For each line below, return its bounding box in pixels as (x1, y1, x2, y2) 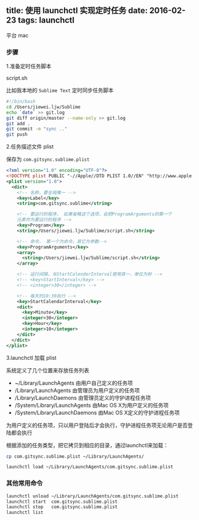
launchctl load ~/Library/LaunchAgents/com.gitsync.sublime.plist (6, 464, 174, 470)
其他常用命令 (6, 479, 43, 487)
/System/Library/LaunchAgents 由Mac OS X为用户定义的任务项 (14, 401, 169, 409)
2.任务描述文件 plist (6, 143, 54, 150)
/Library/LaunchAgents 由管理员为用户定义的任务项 (14, 387, 140, 394)
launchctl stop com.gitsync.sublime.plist (6, 504, 118, 510)
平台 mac (6, 31, 29, 39)
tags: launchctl (17, 15, 75, 25)
